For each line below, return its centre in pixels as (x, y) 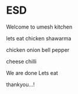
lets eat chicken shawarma (39, 38)
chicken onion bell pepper (38, 50)
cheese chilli (21, 61)
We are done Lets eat (32, 73)
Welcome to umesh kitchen (39, 27)
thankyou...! (21, 84)
